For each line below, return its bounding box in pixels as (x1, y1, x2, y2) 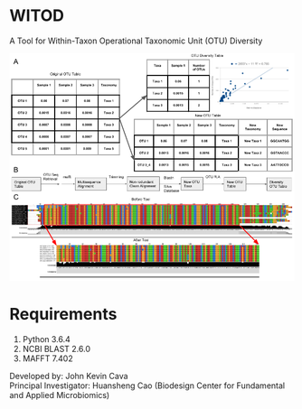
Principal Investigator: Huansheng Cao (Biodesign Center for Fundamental (9, 380, 286, 391)
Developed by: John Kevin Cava (9, 371, 128, 382)
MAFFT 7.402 (22, 353, 74, 364)
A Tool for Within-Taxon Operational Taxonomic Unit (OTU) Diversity (9, 35, 263, 46)
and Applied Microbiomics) (9, 390, 110, 401)
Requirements (9, 304, 118, 325)
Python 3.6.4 (22, 334, 71, 345)
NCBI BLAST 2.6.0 (22, 344, 90, 355)
